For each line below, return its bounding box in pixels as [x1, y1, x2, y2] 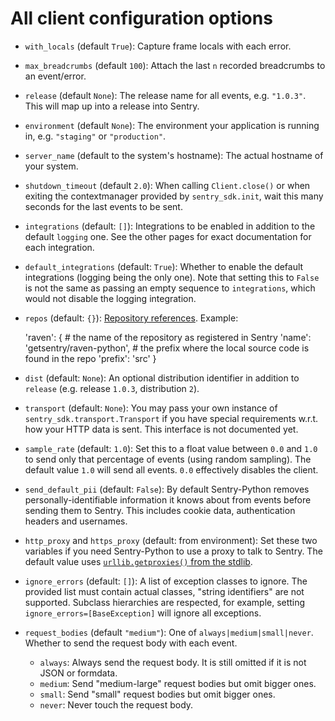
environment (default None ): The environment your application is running [24, 119, 320, 131]
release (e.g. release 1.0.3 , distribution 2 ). [24, 382, 200, 394]
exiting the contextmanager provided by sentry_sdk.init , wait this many [24, 190, 324, 202]
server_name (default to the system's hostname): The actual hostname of [24, 149, 324, 161]
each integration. [24, 241, 95, 253]
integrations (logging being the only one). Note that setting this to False [24, 271, 320, 283]
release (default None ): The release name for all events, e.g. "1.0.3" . [24, 89, 307, 101]
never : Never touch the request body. [39, 698, 194, 711]
